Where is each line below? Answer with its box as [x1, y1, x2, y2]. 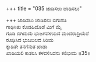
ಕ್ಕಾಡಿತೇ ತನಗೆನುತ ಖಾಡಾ [6, 43, 48, 50]
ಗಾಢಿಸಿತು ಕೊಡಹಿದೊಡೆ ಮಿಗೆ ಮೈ [6, 23, 62, 30]
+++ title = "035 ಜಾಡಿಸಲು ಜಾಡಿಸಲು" [6, 5, 82, 12]
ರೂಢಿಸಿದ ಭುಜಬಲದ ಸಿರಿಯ [6, 36, 54, 43]
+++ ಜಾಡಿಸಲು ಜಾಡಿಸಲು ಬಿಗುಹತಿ [6, 17, 67, 23]
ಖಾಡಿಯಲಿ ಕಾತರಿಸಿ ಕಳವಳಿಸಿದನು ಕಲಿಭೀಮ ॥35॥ [6, 50, 91, 56]
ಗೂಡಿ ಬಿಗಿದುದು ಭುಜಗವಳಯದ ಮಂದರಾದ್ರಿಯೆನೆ [6, 30, 89, 37]
